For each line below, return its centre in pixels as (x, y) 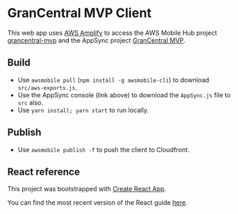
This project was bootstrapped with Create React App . (87, 189)
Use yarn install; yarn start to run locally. (83, 110)
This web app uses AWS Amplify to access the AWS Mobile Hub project (112, 33)
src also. (31, 102)
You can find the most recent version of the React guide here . (98, 203)
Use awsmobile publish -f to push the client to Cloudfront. (103, 149)
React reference (44, 172)
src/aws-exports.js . (47, 87)
